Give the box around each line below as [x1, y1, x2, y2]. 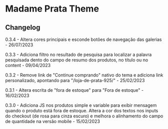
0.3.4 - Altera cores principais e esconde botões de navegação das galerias [5, 36, 162, 42]
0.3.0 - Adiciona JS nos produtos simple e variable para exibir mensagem [5, 102, 157, 108]
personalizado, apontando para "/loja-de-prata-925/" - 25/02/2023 [5, 78, 145, 83]
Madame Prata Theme [5, 3, 99, 15]
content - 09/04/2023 [5, 62, 51, 68]
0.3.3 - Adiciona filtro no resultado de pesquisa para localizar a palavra [5, 51, 152, 57]
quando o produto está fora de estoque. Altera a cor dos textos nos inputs [5, 108, 158, 113]
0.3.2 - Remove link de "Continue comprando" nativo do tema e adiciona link [5, 72, 163, 78]
